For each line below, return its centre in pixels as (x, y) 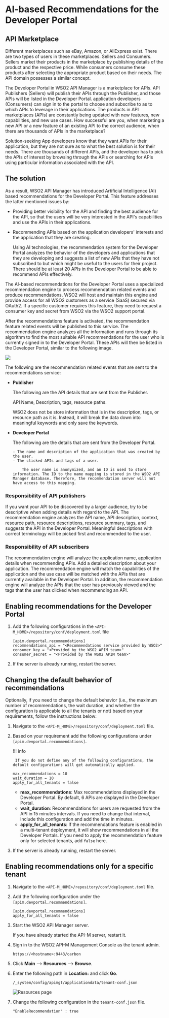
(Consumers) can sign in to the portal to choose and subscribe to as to (79, 104)
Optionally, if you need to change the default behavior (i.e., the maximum (81, 700)
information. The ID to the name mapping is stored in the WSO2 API (86, 474)
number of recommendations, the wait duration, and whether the (73, 706)
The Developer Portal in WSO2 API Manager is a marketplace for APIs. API (83, 88)
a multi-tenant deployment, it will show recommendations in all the (89, 830)
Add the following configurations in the (53, 626)
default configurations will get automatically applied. (74, 765)
